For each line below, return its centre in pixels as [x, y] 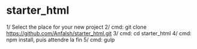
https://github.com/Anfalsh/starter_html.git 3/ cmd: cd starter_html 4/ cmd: [99, 33]
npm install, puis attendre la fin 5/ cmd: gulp [61, 39]
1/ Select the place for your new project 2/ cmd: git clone [77, 27]
